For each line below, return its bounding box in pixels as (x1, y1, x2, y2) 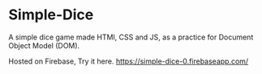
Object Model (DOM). (8, 40, 80, 50)
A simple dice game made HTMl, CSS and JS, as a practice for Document (8, 32, 254, 42)
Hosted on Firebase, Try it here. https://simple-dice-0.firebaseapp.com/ (8, 56, 249, 66)
